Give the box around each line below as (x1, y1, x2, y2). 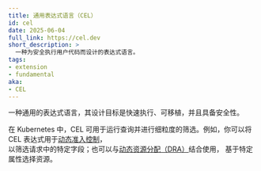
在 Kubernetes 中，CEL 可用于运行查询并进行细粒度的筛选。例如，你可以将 (8, 124, 252, 135)
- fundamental (8, 70, 55, 78)
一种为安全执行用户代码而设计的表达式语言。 (15, 48, 140, 56)
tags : (8, 56, 26, 64)
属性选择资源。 (8, 154, 57, 164)
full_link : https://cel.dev (8, 33, 101, 42)
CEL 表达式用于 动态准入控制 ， (8, 135, 107, 144)
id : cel (8, 19, 34, 27)
